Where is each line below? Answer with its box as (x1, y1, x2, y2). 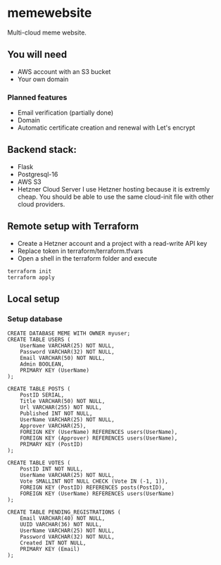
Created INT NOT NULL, (20, 540, 87, 547)
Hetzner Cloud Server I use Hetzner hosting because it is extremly (17, 185, 210, 193)
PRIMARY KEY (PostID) (20, 441, 83, 448)
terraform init (7, 268, 52, 275)
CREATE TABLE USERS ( (7, 336, 71, 343)
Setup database (7, 313, 63, 323)
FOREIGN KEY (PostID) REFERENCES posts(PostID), (20, 484, 165, 491)
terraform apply (7, 273, 55, 281)
